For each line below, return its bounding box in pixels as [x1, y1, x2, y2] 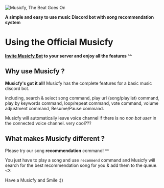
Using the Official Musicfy [5, 37, 114, 48]
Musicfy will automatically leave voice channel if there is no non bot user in [5, 115, 157, 121]
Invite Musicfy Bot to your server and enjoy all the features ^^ [5, 53, 132, 59]
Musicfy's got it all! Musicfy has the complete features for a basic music [5, 80, 152, 86]
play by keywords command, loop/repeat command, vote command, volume [5, 100, 159, 106]
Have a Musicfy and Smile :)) [5, 177, 64, 183]
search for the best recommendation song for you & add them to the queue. [5, 162, 158, 168]
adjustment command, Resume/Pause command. [5, 105, 104, 111]
